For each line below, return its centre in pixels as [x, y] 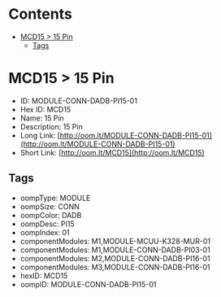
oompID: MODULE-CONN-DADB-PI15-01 [88, 284]
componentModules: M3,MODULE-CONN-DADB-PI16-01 [115, 267]
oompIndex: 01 [45, 232]
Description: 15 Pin [51, 126]
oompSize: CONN [50, 206]
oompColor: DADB [51, 215]
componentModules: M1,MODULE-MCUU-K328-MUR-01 [115, 241]
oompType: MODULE [55, 198]
